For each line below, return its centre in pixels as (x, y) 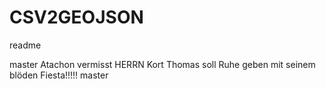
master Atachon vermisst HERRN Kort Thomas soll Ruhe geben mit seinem (162, 64)
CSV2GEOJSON (76, 17)
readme (25, 45)
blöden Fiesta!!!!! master (59, 75)
